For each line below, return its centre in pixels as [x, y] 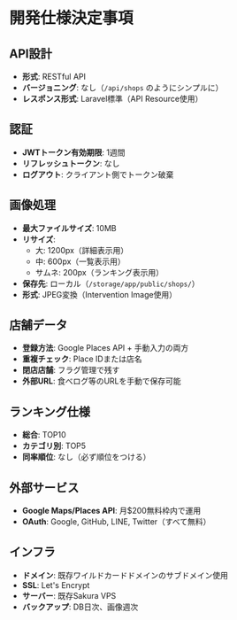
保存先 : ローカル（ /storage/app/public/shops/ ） [111, 283]
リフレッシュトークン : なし [71, 163]
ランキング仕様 [50, 411]
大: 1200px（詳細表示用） [82, 250]
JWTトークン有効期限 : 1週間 [73, 152]
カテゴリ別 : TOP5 [54, 446]
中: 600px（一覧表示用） [80, 261]
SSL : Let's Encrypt [56, 585]
